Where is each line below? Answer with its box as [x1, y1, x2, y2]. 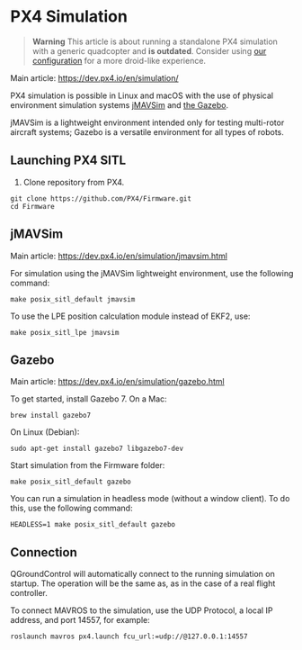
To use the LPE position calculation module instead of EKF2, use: [10, 311, 251, 321]
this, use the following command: [10, 502, 133, 514]
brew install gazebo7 [10, 411, 92, 420]
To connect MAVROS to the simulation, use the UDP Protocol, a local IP [10, 605, 273, 616]
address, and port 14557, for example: [10, 615, 151, 626]
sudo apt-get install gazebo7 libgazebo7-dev [10, 444, 183, 454]
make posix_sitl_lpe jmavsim [10, 328, 120, 337]
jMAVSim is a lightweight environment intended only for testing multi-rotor [10, 117, 285, 128]
